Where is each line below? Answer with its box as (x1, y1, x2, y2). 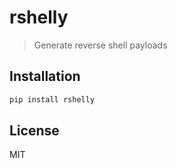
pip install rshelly (9, 94, 96, 105)
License (9, 122, 60, 140)
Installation (9, 68, 81, 85)
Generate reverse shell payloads (33, 39, 168, 51)
